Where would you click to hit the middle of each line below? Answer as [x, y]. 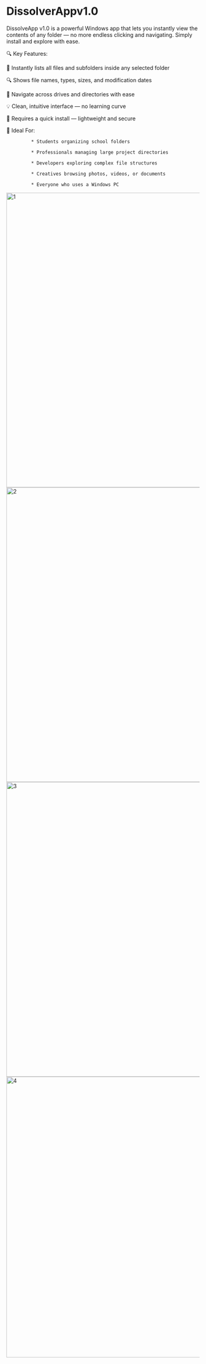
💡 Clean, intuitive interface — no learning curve [66, 106]
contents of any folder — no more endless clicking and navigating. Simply [99, 34]
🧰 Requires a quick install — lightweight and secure [71, 118]
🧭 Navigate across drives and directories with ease [71, 94]
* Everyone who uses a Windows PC [75, 184]
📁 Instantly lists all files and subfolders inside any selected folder [88, 68]
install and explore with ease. [43, 41]
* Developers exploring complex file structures [94, 163]
